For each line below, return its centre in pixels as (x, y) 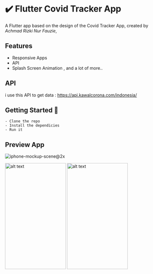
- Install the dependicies (32, 126)
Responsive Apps (30, 58)
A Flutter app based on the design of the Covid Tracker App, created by (77, 25)
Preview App (25, 145)
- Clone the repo (23, 121)
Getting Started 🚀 (32, 110)
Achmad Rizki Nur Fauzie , (31, 31)
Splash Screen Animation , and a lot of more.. (57, 68)
